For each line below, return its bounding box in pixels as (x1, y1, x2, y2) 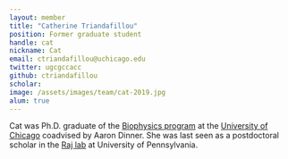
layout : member (9, 13, 66, 22)
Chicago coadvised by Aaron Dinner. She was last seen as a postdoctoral (9, 130, 280, 141)
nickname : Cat (9, 46, 63, 55)
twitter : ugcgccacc (9, 63, 82, 72)
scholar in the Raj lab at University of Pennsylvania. (9, 139, 199, 150)
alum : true (9, 96, 50, 105)
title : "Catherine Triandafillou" (9, 21, 139, 30)
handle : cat (9, 38, 54, 47)
